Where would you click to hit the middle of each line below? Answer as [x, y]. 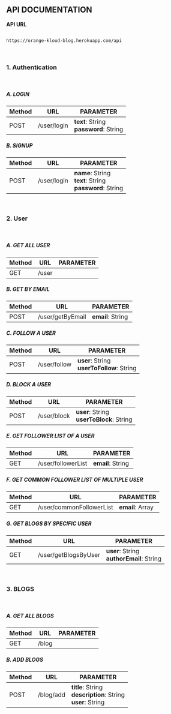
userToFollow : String [107, 368]
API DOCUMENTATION [49, 10]
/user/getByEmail [62, 317]
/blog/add [52, 695]
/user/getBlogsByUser [69, 555]
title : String [87, 688]
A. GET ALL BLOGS [30, 616]
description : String [98, 695]
